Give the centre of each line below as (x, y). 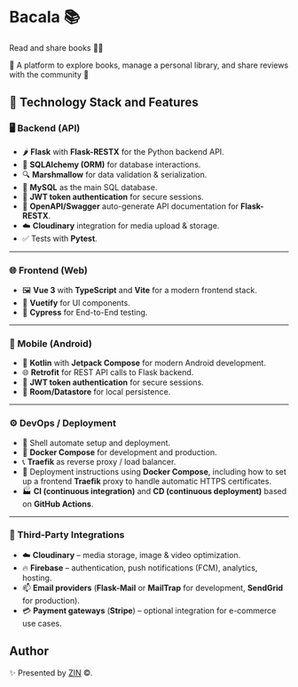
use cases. (42, 623)
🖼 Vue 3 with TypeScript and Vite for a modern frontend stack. (139, 290)
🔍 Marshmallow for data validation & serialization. (114, 174)
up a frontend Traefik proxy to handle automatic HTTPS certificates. (147, 481)
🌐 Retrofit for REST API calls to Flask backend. (108, 372)
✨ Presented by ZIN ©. (51, 673)
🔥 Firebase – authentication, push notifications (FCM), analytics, (140, 567)
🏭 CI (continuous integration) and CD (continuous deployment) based (154, 491)
